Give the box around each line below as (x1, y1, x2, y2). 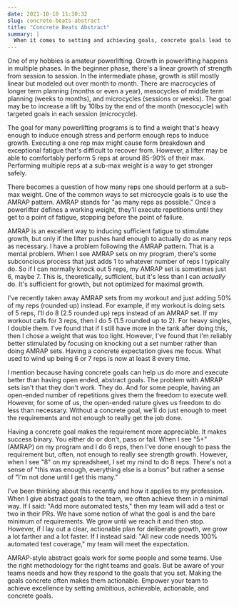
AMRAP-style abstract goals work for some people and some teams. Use (7, 554, 223, 562)
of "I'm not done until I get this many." (7, 473, 118, 481)
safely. (7, 169, 27, 178)
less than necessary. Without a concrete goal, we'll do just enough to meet (7, 406, 227, 414)
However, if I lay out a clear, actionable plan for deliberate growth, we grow (7, 525, 228, 534)
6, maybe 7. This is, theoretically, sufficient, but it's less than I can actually (7, 272, 226, 281)
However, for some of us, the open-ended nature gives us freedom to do (7, 399, 221, 407)
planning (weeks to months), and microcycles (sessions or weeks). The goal (7, 94, 232, 103)
